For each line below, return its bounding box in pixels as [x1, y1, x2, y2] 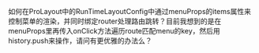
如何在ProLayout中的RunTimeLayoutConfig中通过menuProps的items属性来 [8, 7, 251, 16]
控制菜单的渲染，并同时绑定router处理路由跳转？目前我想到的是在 [8, 16, 222, 26]
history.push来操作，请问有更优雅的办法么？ [8, 36, 152, 45]
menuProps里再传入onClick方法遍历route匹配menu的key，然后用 [8, 26, 221, 35]
